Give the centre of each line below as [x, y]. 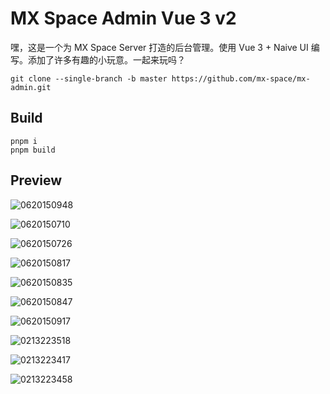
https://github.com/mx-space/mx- [241, 78]
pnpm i [24, 141]
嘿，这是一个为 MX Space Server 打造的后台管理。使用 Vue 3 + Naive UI [159, 47]
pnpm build [33, 150]
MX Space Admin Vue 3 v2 [123, 18]
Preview [36, 180]
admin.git [31, 87]
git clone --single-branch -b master [89, 78]
